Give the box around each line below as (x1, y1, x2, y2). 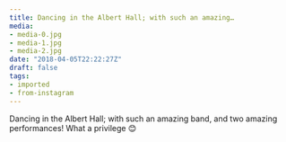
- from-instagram (9, 88, 74, 97)
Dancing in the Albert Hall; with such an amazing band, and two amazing (9, 113, 278, 124)
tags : (9, 72, 30, 81)
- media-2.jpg (9, 47, 63, 56)
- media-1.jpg (9, 38, 63, 48)
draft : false (9, 64, 58, 73)
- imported (9, 80, 50, 89)
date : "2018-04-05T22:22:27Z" (9, 55, 123, 64)
